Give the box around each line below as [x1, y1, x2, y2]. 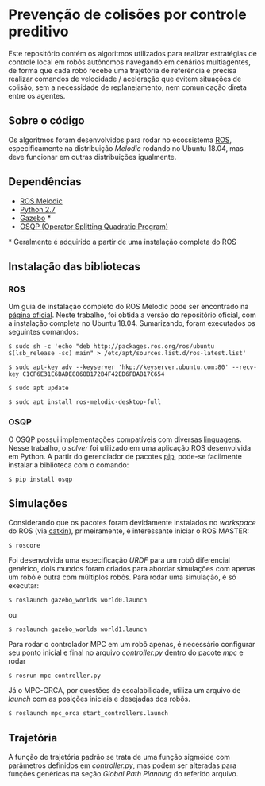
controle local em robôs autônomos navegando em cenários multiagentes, [8, 57, 252, 67]
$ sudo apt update [8, 384, 69, 393]
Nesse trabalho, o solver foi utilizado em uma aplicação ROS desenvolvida [8, 443, 252, 452]
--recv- [232, 363, 258, 371]
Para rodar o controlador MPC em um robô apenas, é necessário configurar [8, 640, 255, 649]
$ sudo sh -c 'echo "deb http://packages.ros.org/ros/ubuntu [8, 343, 215, 350]
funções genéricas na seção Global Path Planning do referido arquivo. [8, 769, 239, 779]
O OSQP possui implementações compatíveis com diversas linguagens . [8, 435, 242, 444]
